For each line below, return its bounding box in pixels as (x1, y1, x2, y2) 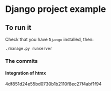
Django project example (5, 3, 106, 15)
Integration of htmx (5, 70, 46, 76)
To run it (5, 23, 31, 32)
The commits (5, 57, 38, 64)
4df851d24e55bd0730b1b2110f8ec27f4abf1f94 (5, 81, 102, 87)
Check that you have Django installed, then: (5, 36, 94, 42)
